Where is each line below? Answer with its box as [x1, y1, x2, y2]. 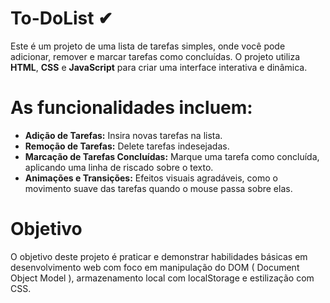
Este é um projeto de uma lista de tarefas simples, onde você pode [10, 40, 286, 52]
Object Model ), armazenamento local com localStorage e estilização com [10, 272, 315, 284]
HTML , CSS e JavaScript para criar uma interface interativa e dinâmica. [10, 61, 308, 73]
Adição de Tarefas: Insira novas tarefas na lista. [24, 129, 223, 141]
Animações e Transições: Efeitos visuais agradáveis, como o [24, 172, 278, 184]
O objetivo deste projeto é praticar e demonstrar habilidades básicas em [10, 250, 308, 262]
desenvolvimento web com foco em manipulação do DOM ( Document [10, 261, 300, 273]
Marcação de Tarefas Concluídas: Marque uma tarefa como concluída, [24, 150, 320, 162]
